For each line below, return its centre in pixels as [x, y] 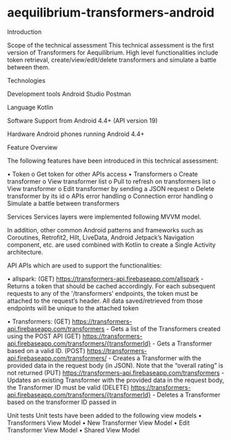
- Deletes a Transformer [186, 394]
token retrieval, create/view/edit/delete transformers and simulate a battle [112, 59]
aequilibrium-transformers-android [111, 13]
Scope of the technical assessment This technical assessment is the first [111, 45]
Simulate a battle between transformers [63, 203]
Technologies [27, 80]
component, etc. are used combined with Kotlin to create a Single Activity [111, 244]
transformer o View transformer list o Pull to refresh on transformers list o [111, 181]
